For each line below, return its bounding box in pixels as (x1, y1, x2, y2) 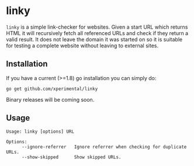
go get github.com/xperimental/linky (6, 86, 98, 92)
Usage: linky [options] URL (6, 129, 75, 134)
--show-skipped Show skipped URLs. (21, 154, 122, 160)
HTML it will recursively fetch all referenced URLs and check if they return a (6, 29, 189, 36)
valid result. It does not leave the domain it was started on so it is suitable (6, 36, 183, 43)
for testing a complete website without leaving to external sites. (6, 42, 159, 49)
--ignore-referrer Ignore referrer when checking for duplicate (21, 144, 187, 150)
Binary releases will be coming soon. (6, 96, 95, 103)
